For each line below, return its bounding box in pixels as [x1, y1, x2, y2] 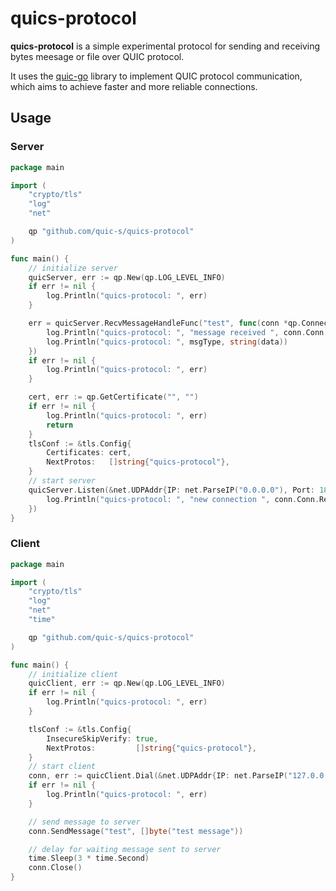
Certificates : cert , [46, 448, 132, 458]
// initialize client [28, 669, 118, 679]
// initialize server [28, 263, 118, 273]
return [46, 420, 74, 430]
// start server [28, 476, 97, 486]
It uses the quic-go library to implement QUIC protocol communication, [10, 70, 303, 82]
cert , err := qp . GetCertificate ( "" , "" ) [28, 392, 199, 402]
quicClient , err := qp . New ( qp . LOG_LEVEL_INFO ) [28, 678, 226, 689]
